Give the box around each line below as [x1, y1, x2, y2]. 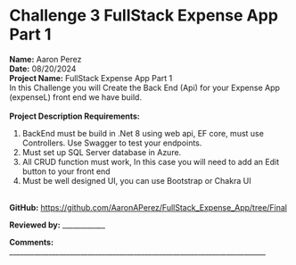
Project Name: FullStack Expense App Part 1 [9, 72, 173, 83]
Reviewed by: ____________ [9, 219, 105, 230]
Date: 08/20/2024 [9, 63, 77, 74]
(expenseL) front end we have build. [9, 91, 143, 103]
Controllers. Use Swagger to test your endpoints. [21, 137, 202, 148]
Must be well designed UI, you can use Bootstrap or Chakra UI [21, 175, 251, 186]
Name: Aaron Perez [9, 54, 82, 64]
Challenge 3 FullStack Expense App [9, 5, 279, 26]
